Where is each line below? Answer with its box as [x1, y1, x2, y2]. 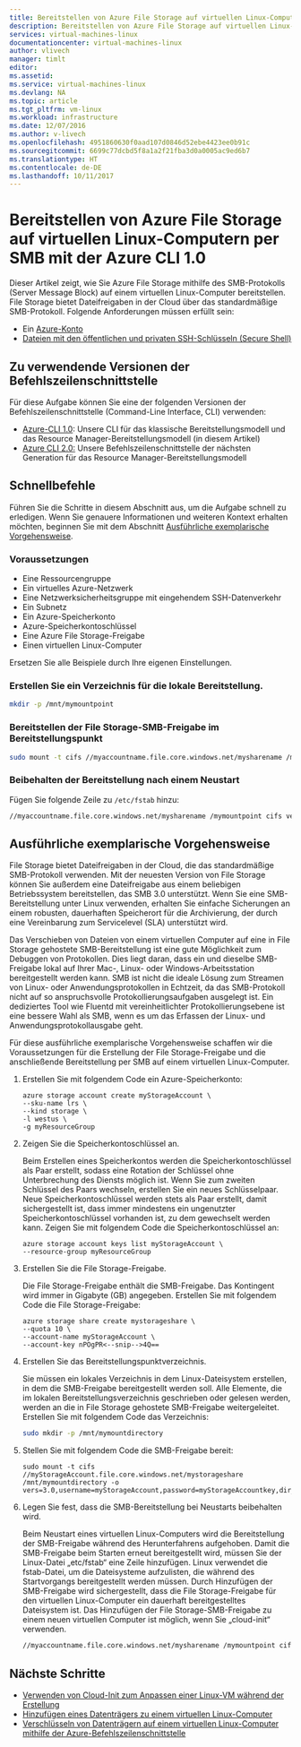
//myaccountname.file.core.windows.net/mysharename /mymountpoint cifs [9, 812, 282, 821]
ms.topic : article [9, 96, 78, 106]
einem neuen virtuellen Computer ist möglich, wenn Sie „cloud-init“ [21, 1614, 271, 1625]
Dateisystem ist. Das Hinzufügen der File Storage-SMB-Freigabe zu [21, 1605, 272, 1615]
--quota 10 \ [21, 1325, 72, 1334]
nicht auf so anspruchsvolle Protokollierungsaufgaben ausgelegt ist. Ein [9, 992, 274, 1003]
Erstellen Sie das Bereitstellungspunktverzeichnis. [21, 1356, 207, 1367]
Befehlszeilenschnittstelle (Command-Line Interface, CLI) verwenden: [9, 407, 267, 417]
